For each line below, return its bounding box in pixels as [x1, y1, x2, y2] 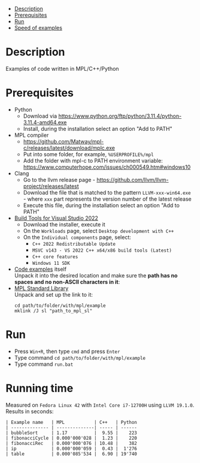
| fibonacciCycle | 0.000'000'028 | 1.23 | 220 [5, 435, 137, 441]
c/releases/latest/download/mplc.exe [23, 144, 115, 151]
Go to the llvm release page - [23, 176, 95, 183]
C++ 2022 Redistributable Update [32, 241, 116, 247]
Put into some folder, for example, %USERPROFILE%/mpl [23, 150, 154, 158]
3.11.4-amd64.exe [23, 118, 67, 126]
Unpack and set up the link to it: [14, 291, 93, 298]
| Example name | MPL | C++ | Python [5, 419, 137, 425]
